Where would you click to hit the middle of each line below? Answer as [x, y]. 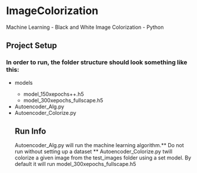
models [24, 82]
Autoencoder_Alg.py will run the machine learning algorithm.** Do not [99, 145]
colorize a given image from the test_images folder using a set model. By [103, 158]
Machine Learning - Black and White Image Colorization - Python [85, 27]
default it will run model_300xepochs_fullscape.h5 [75, 164]
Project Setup [32, 46]
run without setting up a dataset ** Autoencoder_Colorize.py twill [93, 152]
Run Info [30, 132]
